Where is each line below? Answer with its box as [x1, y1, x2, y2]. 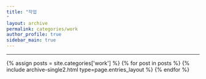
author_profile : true [6, 32, 62, 38]
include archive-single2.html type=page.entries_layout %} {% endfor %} [6, 66, 190, 73]
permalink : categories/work [6, 26, 78, 32]
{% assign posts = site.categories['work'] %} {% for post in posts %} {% [6, 60, 190, 67]
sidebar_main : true [6, 37, 56, 43]
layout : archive [6, 20, 48, 26]
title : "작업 [6, 9, 37, 15]
